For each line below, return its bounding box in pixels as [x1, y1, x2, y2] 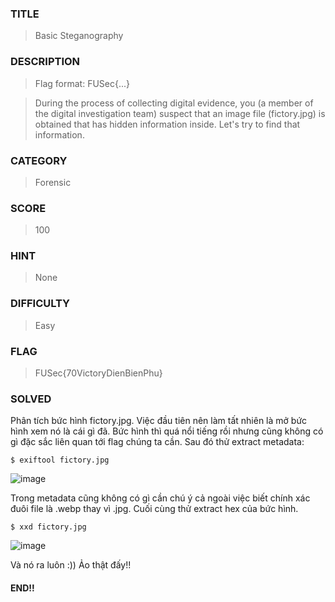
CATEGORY [10, 153, 68, 167]
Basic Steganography [34, 30, 124, 42]
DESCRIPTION [10, 55, 81, 69]
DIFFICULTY [10, 297, 71, 311]
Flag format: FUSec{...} [34, 77, 131, 89]
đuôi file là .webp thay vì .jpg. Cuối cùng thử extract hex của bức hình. [10, 503, 299, 515]
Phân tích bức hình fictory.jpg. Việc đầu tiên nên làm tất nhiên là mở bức [10, 415, 308, 427]
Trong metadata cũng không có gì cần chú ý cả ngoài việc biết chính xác [10, 492, 311, 504]
